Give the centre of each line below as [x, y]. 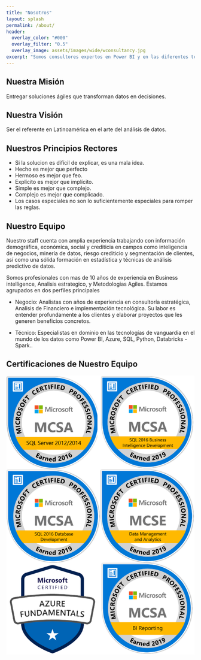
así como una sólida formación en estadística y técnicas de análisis [89, 260]
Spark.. [24, 345]
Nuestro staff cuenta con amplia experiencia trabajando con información [96, 240]
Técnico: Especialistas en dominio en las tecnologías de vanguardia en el [105, 333]
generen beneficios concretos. [53, 321]
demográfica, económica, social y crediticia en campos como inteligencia [97, 247]
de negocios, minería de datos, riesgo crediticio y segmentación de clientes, [100, 253]
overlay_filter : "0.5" [40, 44]
